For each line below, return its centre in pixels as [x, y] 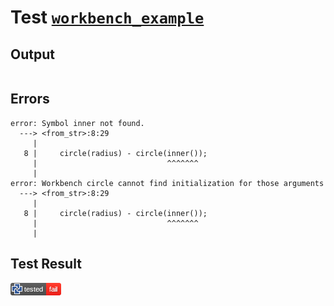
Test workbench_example [107, 17]
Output [32, 54]
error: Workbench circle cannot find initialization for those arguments [167, 183]
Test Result [46, 264]
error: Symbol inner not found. [77, 123]
